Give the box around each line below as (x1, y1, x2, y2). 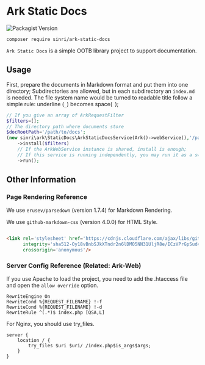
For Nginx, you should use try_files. (6, 320, 95, 328)
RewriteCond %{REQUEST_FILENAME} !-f (6, 299, 103, 305)
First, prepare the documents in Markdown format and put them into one (6, 81, 189, 88)
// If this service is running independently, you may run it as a (17, 151, 192, 158)
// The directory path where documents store (6, 123, 124, 129)
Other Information (6, 175, 76, 185)
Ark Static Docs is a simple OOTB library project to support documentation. (6, 47, 197, 54)
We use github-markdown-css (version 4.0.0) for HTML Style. (6, 219, 158, 226)
